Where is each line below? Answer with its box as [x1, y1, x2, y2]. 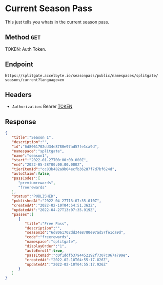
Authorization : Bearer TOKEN [12, 103, 73, 110]
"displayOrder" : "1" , [24, 244, 67, 249]
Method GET [5, 33, 41, 41]
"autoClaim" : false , [11, 171, 51, 176]
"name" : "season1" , [11, 153, 49, 158]
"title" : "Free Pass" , [24, 221, 69, 226]
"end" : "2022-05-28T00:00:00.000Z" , [11, 162, 84, 167]
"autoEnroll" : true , [24, 248, 64, 253]
